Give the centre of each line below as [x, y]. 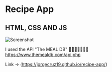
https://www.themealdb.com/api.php [43, 54]
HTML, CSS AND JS [36, 28]
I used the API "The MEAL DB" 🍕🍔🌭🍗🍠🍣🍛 [47, 49]
